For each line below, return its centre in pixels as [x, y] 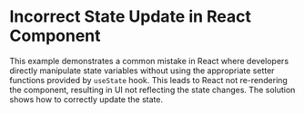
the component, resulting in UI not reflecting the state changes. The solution [152, 90]
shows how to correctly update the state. [86, 99]
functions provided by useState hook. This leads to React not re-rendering [149, 80]
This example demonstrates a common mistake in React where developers [149, 61]
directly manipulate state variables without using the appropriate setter [142, 71]
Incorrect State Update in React [131, 17]
